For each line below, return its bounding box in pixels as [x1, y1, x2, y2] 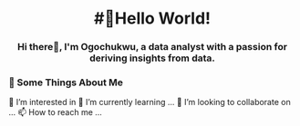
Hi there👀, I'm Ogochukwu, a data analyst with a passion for [16, 41, 288, 53]
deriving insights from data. [89, 52, 215, 64]
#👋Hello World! [93, 8, 212, 29]
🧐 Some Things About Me [8, 76, 124, 89]
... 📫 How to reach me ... [8, 107, 102, 118]
